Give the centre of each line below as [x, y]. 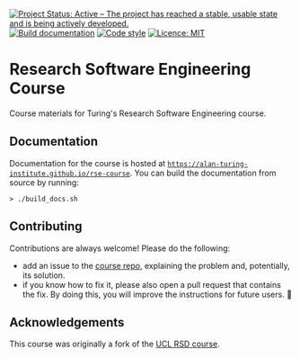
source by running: [44, 182]
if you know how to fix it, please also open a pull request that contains [151, 284]
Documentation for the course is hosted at [88, 163]
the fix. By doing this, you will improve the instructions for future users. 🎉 [157, 294]
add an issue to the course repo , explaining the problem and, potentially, [156, 265]
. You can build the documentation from [203, 173]
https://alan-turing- [208, 164]
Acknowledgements [67, 322]
